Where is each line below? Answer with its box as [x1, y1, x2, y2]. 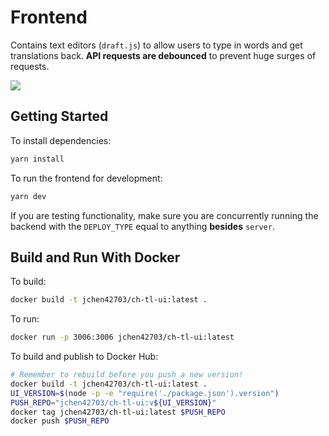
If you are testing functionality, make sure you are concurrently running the [10, 209, 319, 221]
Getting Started [10, 108, 109, 125]
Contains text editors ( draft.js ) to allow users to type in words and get [10, 39, 303, 51]
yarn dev [10, 191, 47, 201]
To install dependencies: [10, 134, 112, 146]
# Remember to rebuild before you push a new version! [10, 370, 244, 380]
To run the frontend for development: [10, 172, 163, 184]
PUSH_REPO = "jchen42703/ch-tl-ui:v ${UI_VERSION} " [10, 397, 217, 408]
